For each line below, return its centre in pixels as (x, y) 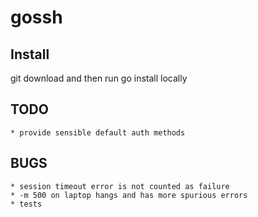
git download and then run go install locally (99, 78)
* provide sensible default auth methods (98, 132)
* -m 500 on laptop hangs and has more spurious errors (129, 195)
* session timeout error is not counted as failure (120, 186)
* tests (26, 204)
